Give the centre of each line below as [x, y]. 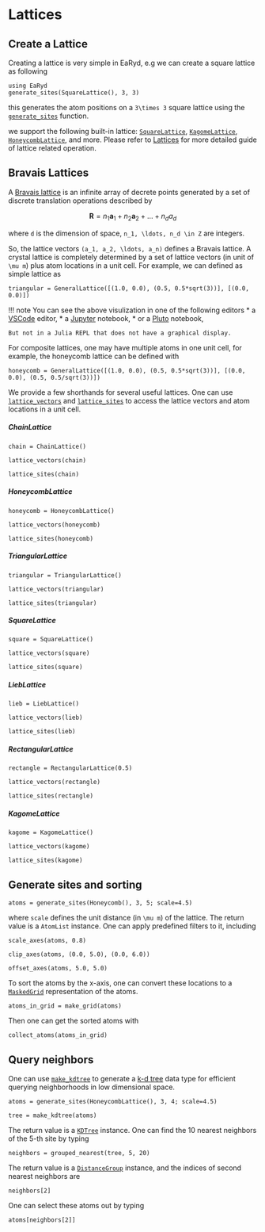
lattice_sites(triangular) [53, 603]
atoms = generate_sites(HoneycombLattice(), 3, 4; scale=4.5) [113, 1102]
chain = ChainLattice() [47, 446]
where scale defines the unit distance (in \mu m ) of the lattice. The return [126, 918]
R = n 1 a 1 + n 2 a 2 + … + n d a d [133, 217]
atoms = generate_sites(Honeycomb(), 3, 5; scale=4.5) [100, 903]
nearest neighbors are [44, 1177]
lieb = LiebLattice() [44, 704]
